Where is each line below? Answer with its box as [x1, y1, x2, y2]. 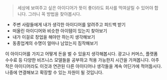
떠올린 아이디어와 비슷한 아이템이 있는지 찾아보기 [12, 28, 107, 34]
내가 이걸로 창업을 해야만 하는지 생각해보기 [12, 34, 96, 40]
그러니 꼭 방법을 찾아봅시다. [28, 11, 81, 17]
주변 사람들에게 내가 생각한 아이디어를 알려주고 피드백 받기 [12, 22, 126, 27]
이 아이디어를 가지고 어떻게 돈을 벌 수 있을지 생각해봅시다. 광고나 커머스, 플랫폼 [5, 51, 158, 57]
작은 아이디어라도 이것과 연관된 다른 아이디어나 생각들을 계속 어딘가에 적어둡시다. [5, 63, 163, 69]
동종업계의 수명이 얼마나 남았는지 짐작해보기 [12, 40, 98, 46]
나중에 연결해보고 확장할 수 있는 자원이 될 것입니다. [5, 70, 104, 75]
